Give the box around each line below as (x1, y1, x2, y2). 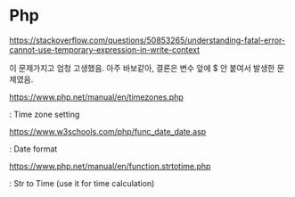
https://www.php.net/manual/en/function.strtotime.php (9, 160, 211, 171)
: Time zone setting (9, 109, 80, 119)
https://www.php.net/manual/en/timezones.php (9, 91, 184, 103)
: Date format (9, 144, 58, 154)
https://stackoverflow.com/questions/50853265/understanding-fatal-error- (9, 35, 286, 45)
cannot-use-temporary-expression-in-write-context (9, 44, 201, 54)
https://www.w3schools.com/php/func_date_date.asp (9, 126, 207, 136)
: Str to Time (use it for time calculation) (9, 177, 155, 188)
